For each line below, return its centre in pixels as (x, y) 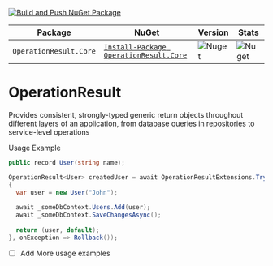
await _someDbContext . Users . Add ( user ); (83, 208)
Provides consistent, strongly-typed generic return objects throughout (126, 114)
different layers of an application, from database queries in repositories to (132, 123)
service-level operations (49, 132)
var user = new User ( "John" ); (67, 192)
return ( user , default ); (58, 230)
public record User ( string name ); (67, 162)
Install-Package (135, 47)
